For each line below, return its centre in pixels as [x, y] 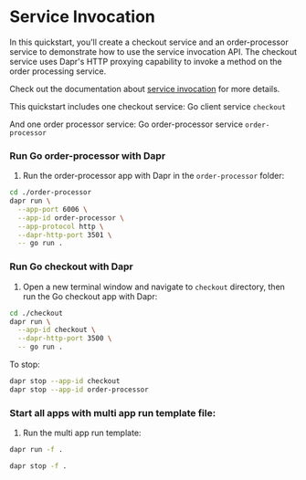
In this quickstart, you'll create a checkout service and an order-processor [149, 42]
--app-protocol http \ [61, 226]
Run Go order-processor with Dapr [88, 155]
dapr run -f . [37, 450]
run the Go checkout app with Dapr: [90, 296]
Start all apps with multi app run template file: [113, 412]
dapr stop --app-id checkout [65, 381]
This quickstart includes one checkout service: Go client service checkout [148, 106]
